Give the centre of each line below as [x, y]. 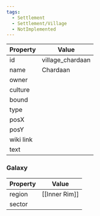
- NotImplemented [34, 29]
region [19, 194]
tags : [13, 12]
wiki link [21, 140]
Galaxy [17, 168]
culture [20, 90]
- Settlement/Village [40, 23]
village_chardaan [66, 60]
